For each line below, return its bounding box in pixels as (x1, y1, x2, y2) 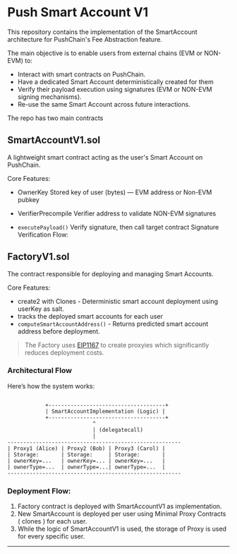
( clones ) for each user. (17, 517, 87, 526)
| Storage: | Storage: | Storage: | (7, 451, 166, 458)
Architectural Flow (7, 365, 73, 375)
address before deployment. (17, 326, 100, 336)
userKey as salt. (17, 305, 65, 313)
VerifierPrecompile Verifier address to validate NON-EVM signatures (17, 209, 217, 218)
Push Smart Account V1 (7, 4, 149, 20)
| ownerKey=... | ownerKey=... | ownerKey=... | (7, 457, 166, 464)
